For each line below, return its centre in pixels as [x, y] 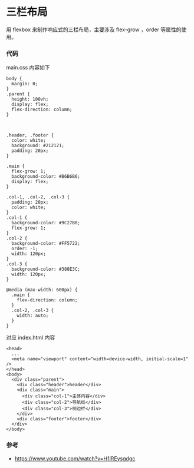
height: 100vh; [30, 99]
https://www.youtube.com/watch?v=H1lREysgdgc [75, 458]
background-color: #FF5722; [46, 244]
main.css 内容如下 [28, 68]
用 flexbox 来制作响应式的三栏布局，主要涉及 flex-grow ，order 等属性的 [94, 29]
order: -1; [25, 249]
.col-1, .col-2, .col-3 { [38, 197]
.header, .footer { [30, 135]
